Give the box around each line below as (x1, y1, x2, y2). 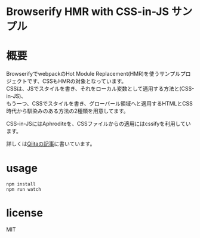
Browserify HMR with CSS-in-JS (6, 5, 169, 18)
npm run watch (6, 187, 42, 193)
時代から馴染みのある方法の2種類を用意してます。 (6, 107, 130, 115)
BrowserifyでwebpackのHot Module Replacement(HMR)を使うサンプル (6, 70, 181, 78)
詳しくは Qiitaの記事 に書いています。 (6, 140, 96, 147)
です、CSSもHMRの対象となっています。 (26, 78, 127, 85)
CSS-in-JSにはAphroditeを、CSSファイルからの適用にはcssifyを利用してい (6, 120, 191, 128)
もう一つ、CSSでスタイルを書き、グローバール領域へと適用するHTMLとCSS (6, 100, 193, 107)
